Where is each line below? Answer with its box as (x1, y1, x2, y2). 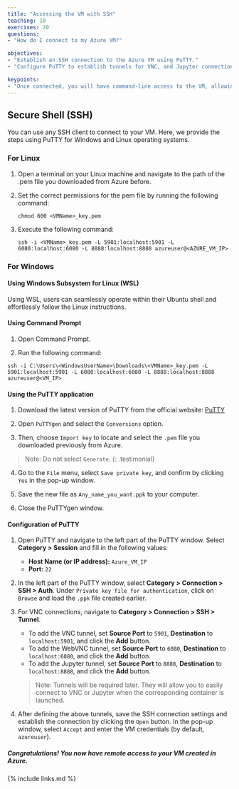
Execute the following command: (17, 225, 114, 233)
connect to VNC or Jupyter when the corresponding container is (35, 688, 224, 697)
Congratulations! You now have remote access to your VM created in (7, 748, 216, 757)
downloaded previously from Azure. (17, 441, 123, 449)
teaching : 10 (7, 17, 46, 24)
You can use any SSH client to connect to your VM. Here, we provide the (7, 128, 221, 136)
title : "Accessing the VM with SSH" (7, 10, 116, 18)
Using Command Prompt (7, 319, 82, 327)
